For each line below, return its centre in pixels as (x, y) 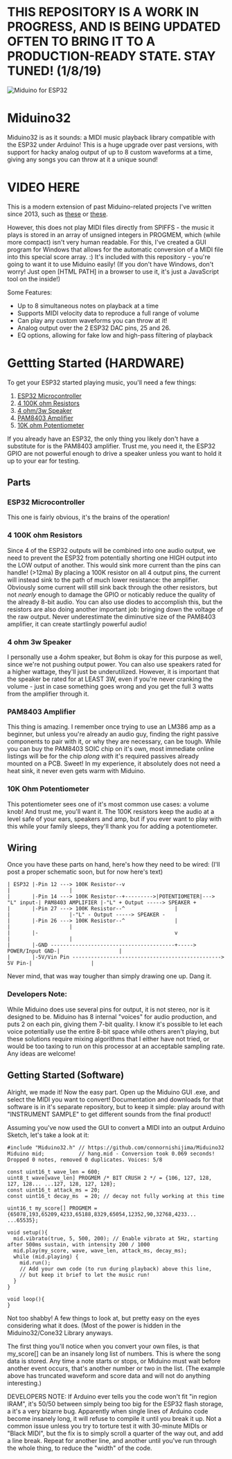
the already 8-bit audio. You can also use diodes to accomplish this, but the (115, 602)
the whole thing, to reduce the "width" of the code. (80, 1448)
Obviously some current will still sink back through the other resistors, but (113, 587)
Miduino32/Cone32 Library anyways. (60, 1333)
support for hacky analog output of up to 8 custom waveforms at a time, (110, 152)
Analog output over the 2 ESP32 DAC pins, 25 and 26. (94, 328)
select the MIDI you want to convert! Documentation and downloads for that (115, 1099)
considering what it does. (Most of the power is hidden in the (94, 1325)
